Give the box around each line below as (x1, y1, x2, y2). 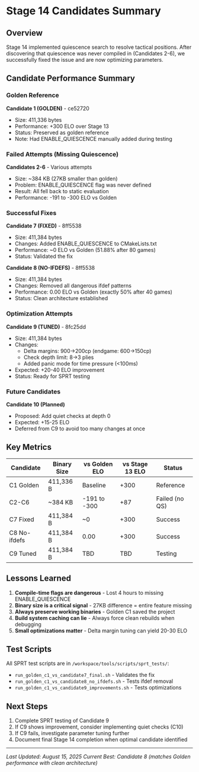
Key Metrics (6, 442, 52, 452)
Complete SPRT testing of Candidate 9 (14, 717, 110, 724)
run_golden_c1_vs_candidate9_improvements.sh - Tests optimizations (14, 684, 182, 691)
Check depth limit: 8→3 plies (23, 354, 94, 361)
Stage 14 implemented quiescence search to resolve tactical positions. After (6, 43, 192, 51)
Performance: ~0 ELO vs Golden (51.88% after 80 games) (14, 247, 156, 254)
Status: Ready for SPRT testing (14, 373, 91, 380)
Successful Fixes (6, 209, 57, 217)
